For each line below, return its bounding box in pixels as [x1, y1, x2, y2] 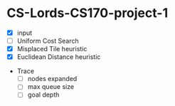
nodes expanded [27, 75, 78, 83]
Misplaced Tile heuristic [16, 45, 87, 53]
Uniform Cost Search [16, 37, 79, 45]
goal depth [27, 90, 60, 99]
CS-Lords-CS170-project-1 [6, 5, 169, 21]
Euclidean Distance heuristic [16, 53, 101, 61]
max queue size [27, 83, 75, 91]
